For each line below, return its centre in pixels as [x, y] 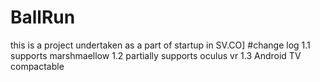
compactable [37, 66]
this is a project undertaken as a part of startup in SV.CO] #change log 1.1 [160, 45]
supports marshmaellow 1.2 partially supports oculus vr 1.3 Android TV [156, 55]
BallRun [43, 17]
